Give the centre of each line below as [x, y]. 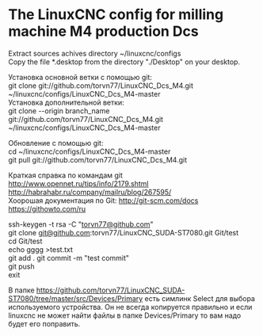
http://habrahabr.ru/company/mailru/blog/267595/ [90, 192]
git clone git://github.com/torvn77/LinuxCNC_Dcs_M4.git [101, 86]
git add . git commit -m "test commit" [69, 258]
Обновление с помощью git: [56, 143]
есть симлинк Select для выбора [200, 298]
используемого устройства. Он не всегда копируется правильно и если [130, 307]
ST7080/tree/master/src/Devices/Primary [76, 298]
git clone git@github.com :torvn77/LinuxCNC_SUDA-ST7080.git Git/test [124, 232]
